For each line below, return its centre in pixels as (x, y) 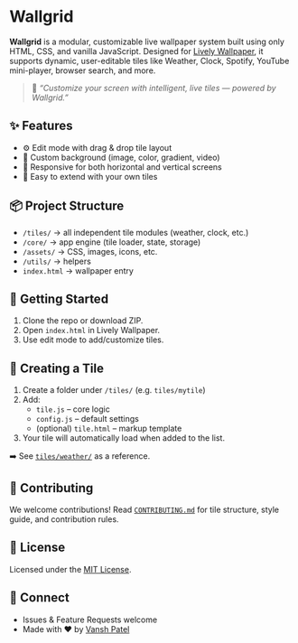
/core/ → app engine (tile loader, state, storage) (112, 242)
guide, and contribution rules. (64, 519)
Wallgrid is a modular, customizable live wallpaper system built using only (147, 42)
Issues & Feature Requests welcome (90, 620)
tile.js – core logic (73, 409)
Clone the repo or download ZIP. (83, 321)
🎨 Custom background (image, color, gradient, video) (121, 157)
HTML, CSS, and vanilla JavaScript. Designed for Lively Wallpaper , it (136, 51)
